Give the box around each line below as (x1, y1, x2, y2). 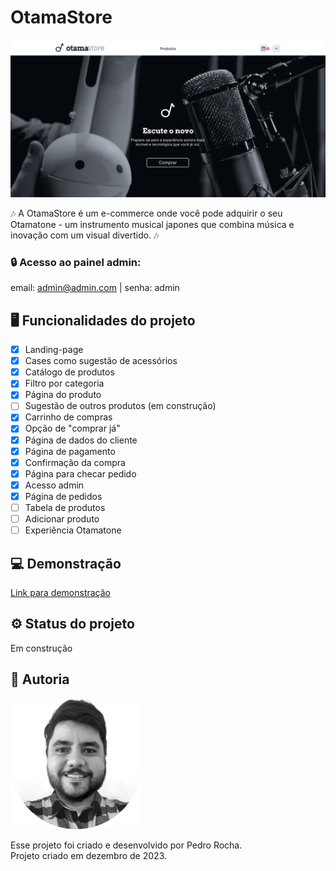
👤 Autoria (10, 671, 70, 688)
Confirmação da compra (24, 456, 126, 468)
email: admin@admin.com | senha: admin (10, 282, 180, 294)
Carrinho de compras (24, 411, 113, 423)
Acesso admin (24, 479, 85, 491)
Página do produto (24, 389, 102, 401)
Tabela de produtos (24, 501, 106, 513)
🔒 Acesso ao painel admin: (10, 255, 142, 269)
